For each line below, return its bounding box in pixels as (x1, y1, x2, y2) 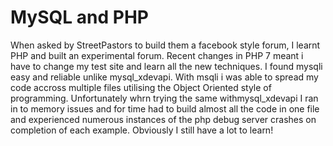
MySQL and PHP (10, 6, 149, 29)
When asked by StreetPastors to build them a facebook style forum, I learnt (10, 39, 321, 51)
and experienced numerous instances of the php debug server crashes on (10, 113, 317, 125)
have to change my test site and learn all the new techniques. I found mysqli (10, 60, 323, 72)
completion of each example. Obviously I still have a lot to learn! (10, 124, 274, 136)
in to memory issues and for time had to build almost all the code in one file (10, 102, 320, 115)
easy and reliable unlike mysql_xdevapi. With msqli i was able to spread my (10, 71, 319, 83)
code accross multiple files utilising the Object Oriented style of (10, 81, 272, 93)
